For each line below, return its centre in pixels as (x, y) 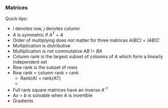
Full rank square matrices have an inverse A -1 (60, 89)
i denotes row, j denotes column (46, 29)
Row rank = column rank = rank (46, 72)
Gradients (23, 100)
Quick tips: (17, 19)
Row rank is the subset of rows (45, 67)
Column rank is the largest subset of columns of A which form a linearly (88, 56)
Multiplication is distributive (41, 45)
